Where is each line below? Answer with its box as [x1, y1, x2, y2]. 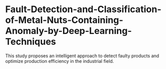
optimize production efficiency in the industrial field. [5, 58, 114, 64]
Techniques [5, 36, 56, 48]
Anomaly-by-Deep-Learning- [5, 25, 132, 37]
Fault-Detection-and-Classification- [5, 4, 161, 15]
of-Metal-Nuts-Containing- [5, 14, 123, 26]
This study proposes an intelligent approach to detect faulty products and [5, 52, 159, 59]
